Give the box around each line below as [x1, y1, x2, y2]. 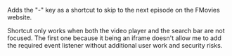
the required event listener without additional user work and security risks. [7, 41, 223, 49]
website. [7, 13, 32, 21]
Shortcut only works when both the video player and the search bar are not [7, 27, 225, 35]
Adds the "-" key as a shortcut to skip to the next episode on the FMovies [7, 6, 220, 14]
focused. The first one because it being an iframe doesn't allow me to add [7, 34, 221, 42]
